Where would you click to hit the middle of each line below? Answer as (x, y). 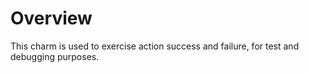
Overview (51, 18)
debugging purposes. (55, 56)
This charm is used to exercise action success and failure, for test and (155, 46)
